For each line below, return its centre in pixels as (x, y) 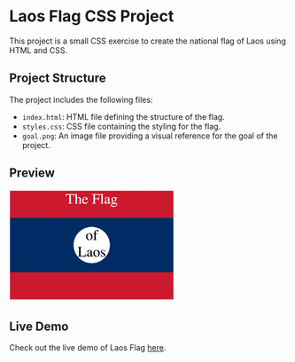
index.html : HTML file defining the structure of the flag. (124, 116)
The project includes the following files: (81, 99)
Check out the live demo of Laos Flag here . (88, 347)
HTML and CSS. (39, 50)
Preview (32, 173)
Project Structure (58, 79)
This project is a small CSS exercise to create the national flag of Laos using (147, 41)
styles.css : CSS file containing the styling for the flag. (121, 126)
